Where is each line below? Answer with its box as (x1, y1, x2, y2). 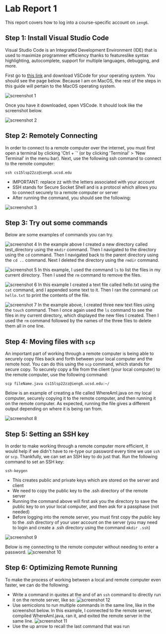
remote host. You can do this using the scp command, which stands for (5, 361, 150, 367)
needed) (12, 509, 30, 514)
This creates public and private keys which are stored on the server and (12, 477, 160, 483)
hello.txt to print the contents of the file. (5, 292, 90, 298)
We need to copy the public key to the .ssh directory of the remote (12, 488, 148, 493)
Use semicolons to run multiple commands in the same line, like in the (12, 602, 155, 608)
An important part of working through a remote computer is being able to (5, 351, 154, 356)
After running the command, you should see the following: (12, 195, 131, 201)
